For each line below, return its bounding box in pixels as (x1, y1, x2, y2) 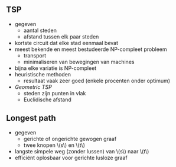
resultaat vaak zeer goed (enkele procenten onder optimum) (23, 77, 170, 84)
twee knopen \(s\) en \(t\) (23, 142, 86, 149)
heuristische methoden (14, 70, 71, 78)
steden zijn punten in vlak (23, 89, 86, 97)
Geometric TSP (14, 83, 52, 91)
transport (23, 52, 47, 59)
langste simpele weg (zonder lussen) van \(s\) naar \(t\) (14, 147, 149, 155)
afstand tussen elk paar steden (23, 33, 99, 40)
